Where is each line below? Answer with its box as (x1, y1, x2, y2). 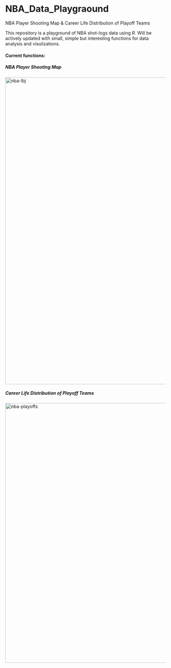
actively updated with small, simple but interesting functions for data (5, 35, 149, 41)
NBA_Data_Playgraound (5, 3, 109, 15)
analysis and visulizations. (5, 40, 60, 46)
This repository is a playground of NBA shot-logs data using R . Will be (5, 30, 152, 36)
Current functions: (5, 52, 46, 59)
